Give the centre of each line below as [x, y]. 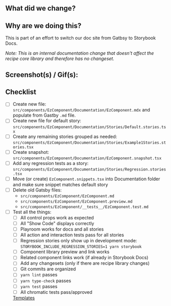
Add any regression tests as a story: [51, 163]
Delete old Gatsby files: [37, 190]
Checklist [21, 92]
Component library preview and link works [65, 252]
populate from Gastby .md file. [44, 115]
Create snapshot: [31, 152]
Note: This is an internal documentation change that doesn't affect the [80, 53]
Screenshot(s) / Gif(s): [42, 75]
